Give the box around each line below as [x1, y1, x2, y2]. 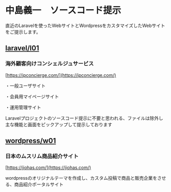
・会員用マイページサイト [5, 93, 59, 99]
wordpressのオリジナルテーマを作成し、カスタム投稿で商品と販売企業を [5, 175, 157, 181]
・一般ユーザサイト [5, 83, 46, 89]
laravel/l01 [5, 44, 39, 52]
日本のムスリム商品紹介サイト [5, 152, 79, 159]
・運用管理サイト [5, 104, 41, 110]
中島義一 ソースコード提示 [5, 5, 121, 16]
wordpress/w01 [5, 136, 56, 145]
